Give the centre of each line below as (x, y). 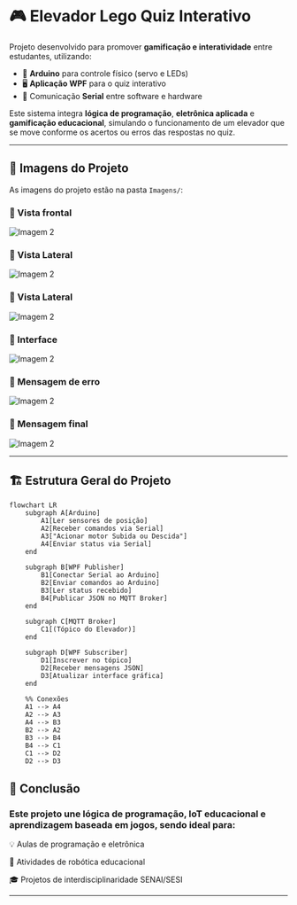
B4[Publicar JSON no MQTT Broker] (104, 598)
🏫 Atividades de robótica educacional (77, 862)
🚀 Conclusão (45, 788)
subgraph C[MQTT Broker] (71, 622)
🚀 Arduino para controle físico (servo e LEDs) (105, 73)
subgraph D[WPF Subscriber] (76, 653)
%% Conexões (47, 699)
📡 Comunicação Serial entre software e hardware (112, 96)
